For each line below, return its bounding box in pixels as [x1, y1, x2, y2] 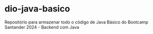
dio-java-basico [4, 3, 70, 14]
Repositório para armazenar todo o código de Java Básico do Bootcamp [4, 19, 149, 25]
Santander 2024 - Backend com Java [4, 24, 79, 30]
